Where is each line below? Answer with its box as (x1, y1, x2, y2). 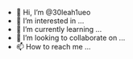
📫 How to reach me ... (15, 42, 91, 51)
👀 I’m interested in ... (15, 16, 85, 26)
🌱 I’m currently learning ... (15, 25, 102, 33)
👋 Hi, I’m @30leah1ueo (15, 8, 91, 17)
